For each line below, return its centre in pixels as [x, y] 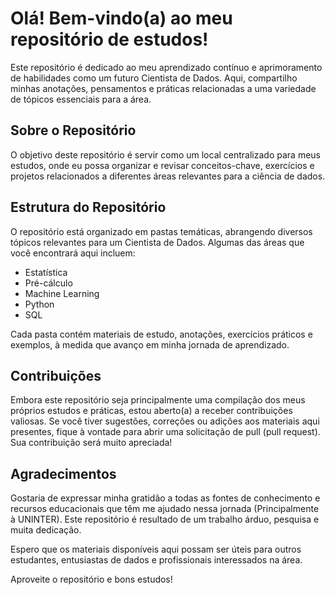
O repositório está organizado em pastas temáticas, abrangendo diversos [161, 231]
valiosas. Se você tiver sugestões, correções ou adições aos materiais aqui [165, 421]
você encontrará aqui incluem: [73, 253]
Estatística [46, 272]
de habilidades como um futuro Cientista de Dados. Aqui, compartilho [154, 78]
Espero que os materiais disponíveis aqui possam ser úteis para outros [156, 549]
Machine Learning [62, 293]
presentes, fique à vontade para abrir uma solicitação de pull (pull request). [165, 432]
